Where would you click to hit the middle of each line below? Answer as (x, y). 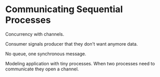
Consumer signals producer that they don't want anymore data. (72, 44)
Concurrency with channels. (35, 34)
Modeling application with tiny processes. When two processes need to (80, 63)
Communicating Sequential (64, 9)
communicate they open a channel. (42, 69)
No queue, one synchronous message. (46, 54)
